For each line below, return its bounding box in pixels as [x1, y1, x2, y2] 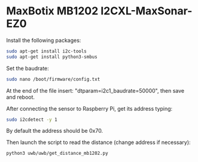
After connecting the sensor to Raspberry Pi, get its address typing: [6, 105, 173, 112]
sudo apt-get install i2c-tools [6, 48, 87, 54]
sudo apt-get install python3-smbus [6, 54, 98, 60]
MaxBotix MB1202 [6, 4, 99, 18]
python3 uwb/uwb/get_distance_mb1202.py [6, 151, 109, 157]
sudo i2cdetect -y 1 [6, 117, 58, 123]
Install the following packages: [6, 36, 81, 44]
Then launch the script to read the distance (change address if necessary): [6, 139, 191, 146]
